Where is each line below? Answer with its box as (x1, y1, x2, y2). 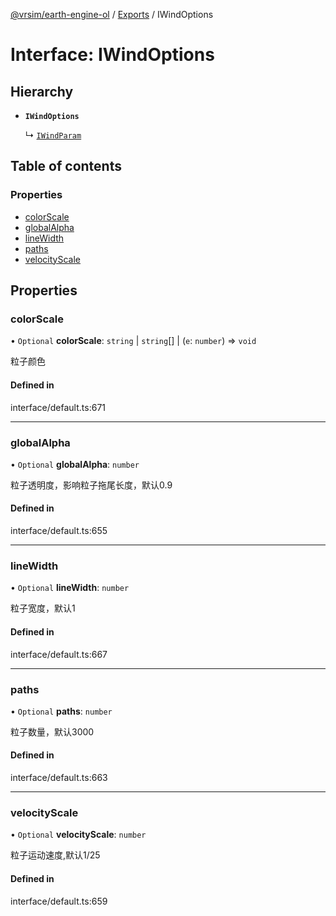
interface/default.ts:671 (10, 401, 106, 413)
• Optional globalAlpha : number (10, 458, 140, 470)
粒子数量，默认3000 (10, 725, 95, 738)
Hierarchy (10, 83, 74, 100)
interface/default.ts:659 (10, 895, 108, 907)
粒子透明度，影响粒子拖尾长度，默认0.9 (10, 479, 173, 491)
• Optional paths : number (10, 705, 113, 717)
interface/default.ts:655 (10, 525, 108, 537)
